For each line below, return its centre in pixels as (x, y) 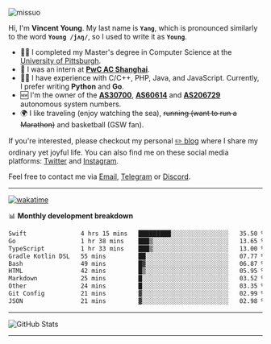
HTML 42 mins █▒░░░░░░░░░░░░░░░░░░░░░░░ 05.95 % (137, 271)
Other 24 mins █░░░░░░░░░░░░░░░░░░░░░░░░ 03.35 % (137, 286)
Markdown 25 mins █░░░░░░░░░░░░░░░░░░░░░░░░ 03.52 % (137, 279)
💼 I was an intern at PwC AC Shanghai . (85, 69)
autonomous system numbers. (71, 104)
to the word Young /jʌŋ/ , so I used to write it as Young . (98, 37)
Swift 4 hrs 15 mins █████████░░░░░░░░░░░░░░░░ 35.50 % (137, 234)
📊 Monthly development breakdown (71, 216)
